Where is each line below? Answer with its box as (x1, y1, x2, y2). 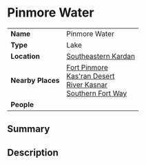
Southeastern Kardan (66, 51, 136, 61)
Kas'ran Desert (66, 71, 115, 81)
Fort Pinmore (66, 62, 109, 72)
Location (10, 51, 40, 61)
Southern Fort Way (66, 88, 127, 98)
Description (7, 146, 59, 158)
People (10, 99, 34, 109)
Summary (7, 123, 50, 135)
